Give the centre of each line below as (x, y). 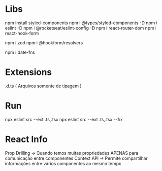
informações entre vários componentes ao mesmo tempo (63, 163)
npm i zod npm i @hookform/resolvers (44, 42)
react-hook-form (22, 33)
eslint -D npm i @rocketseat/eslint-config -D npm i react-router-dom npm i (81, 28)
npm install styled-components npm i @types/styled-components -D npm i (81, 23)
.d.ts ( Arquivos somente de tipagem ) (44, 86)
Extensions (29, 72)
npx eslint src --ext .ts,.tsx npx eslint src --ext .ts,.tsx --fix (64, 119)
